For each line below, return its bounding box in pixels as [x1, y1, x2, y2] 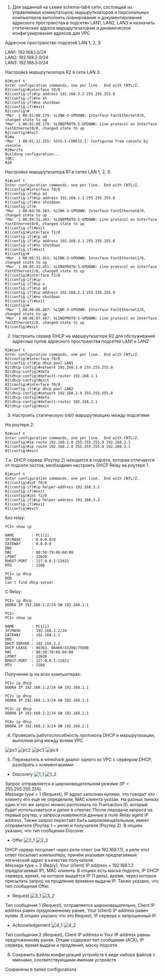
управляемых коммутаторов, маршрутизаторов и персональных [12, 9, 149, 15]
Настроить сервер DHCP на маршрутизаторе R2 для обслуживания [12, 333, 155, 339]
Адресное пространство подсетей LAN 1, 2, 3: [5, 40, 102, 46]
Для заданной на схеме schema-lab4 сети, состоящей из [12, 4, 133, 10]
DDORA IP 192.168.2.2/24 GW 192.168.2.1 [5, 711, 89, 716]
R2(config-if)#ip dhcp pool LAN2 [5, 386, 74, 391]
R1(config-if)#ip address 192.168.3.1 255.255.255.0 [5, 239, 115, 244]
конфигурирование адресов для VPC [12, 30, 90, 36]
